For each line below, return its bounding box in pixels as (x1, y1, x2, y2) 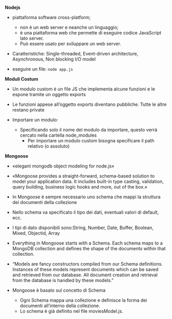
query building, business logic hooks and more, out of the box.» (12, 184, 147, 190)
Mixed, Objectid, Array (12, 230, 60, 236)
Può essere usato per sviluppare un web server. (20, 41, 121, 47)
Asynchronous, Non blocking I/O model (12, 56, 96, 62)
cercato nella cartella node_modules (20, 132, 97, 138)
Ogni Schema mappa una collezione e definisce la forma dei (20, 297, 147, 303)
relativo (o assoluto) (27, 143, 70, 149)
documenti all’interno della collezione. (20, 303, 101, 309)
